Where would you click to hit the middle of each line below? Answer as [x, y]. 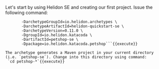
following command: [27, 13]
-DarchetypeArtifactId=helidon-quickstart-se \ [73, 26]
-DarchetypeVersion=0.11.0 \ [52, 31]
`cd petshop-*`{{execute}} [36, 61]
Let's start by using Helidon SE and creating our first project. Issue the [79, 7]
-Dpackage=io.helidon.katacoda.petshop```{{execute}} [79, 44]
